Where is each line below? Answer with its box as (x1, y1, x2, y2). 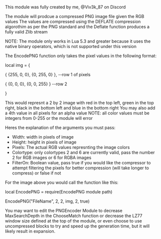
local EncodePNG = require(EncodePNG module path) (5, 189, 113, 194)
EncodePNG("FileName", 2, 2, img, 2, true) (5, 198, 90, 204)
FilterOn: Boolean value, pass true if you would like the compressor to (12, 160, 151, 165)
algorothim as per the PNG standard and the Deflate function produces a (5, 24, 150, 30)
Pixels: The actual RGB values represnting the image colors (12, 144, 130, 150)
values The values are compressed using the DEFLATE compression (5, 19, 141, 24)
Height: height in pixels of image (12, 139, 76, 145)
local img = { (5, 63, 30, 68)
